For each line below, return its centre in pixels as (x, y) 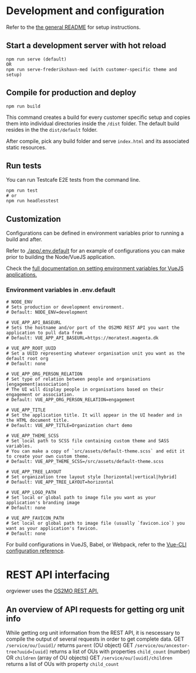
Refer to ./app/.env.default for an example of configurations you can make (95, 251)
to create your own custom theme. (48, 457)
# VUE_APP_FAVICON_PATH (35, 518)
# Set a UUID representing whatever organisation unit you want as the (95, 354)
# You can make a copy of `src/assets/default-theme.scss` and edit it (95, 451)
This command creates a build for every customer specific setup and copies (98, 117)
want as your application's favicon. (52, 529)
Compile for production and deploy (71, 93)
